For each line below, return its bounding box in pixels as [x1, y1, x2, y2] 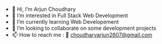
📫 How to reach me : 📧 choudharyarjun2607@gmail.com [11, 32, 153, 38]
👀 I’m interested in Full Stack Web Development [11, 12, 128, 19]
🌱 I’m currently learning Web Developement [11, 18, 119, 25]
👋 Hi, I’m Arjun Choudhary [11, 6, 76, 12]
